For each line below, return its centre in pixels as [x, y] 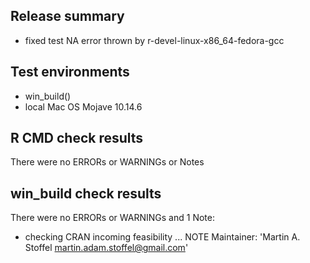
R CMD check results [77, 138]
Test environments [70, 72]
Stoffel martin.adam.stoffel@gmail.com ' [106, 248]
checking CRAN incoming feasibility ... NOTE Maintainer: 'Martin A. [162, 237]
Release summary [67, 16]
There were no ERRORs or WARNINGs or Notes [107, 162]
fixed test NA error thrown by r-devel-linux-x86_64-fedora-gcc [154, 40]
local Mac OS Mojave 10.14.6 [83, 106]
